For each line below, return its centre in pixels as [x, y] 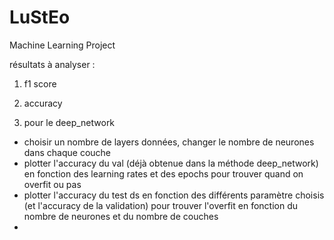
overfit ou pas [52, 184]
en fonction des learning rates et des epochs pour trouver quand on [163, 173]
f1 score [40, 83]
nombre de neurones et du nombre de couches [121, 216]
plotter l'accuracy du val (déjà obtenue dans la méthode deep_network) [171, 163]
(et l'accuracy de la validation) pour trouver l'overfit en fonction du [161, 205]
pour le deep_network [69, 122]
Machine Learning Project [62, 45]
